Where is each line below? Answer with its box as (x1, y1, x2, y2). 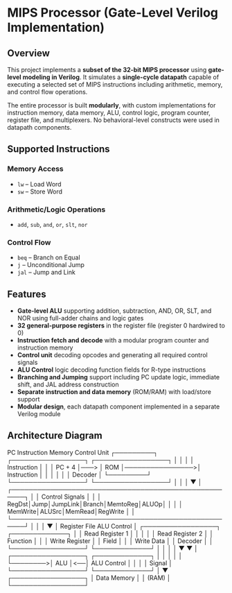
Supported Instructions (7, 144, 110, 155)
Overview (7, 47, 51, 59)
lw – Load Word (17, 180, 62, 188)
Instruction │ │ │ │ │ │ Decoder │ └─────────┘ (7, 470, 152, 479)
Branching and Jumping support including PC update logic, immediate (17, 373, 220, 381)
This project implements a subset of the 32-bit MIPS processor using (7, 66, 207, 74)
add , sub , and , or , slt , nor (17, 220, 88, 228)
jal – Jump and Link (17, 268, 76, 277)
